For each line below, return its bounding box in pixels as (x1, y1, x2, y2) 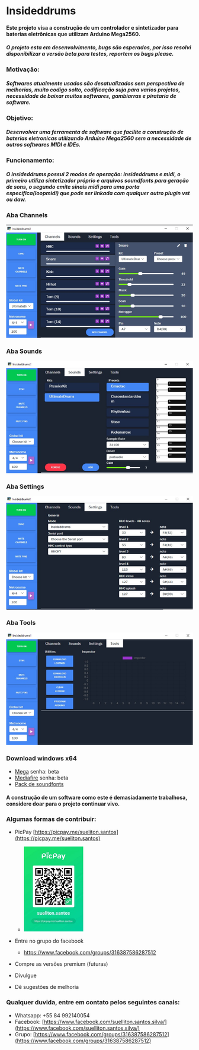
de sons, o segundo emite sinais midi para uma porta (6, 183, 140, 190)
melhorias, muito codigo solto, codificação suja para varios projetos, (6, 86, 181, 93)
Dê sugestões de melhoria (14, 984, 79, 991)
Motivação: (6, 65, 40, 74)
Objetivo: (6, 114, 34, 122)
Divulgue (14, 972, 37, 979)
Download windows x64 (6, 755, 77, 763)
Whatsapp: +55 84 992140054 (14, 1011, 90, 1019)
